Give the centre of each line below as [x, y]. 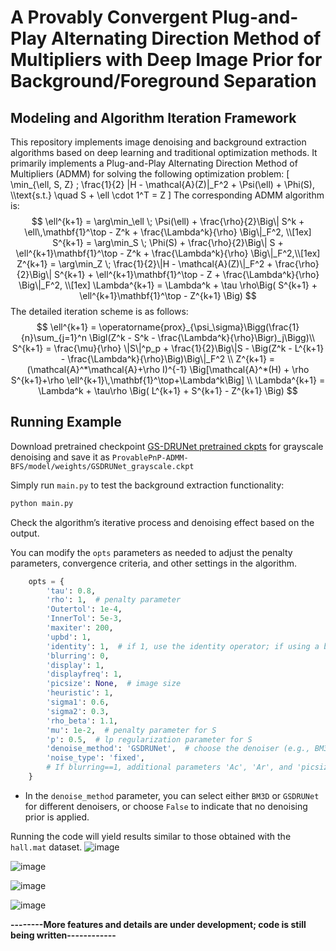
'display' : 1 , [75, 665]
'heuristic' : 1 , [80, 693]
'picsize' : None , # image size [114, 684]
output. [25, 533]
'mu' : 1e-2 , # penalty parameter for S [131, 730]
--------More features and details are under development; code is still [158, 924]
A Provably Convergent [109, 17]
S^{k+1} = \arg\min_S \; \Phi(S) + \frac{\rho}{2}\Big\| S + [168, 242]
